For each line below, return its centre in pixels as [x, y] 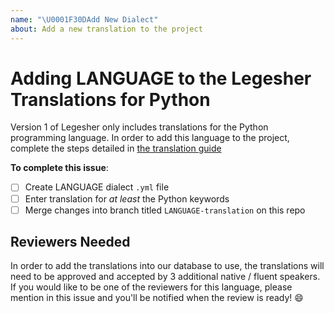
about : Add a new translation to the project [106, 29]
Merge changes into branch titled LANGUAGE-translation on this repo [165, 210]
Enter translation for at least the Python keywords [127, 198]
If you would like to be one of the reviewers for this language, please [151, 287]
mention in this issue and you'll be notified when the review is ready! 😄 [157, 298]
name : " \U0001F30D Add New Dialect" [84, 19]
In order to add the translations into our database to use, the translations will [167, 266]
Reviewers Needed [70, 242]
